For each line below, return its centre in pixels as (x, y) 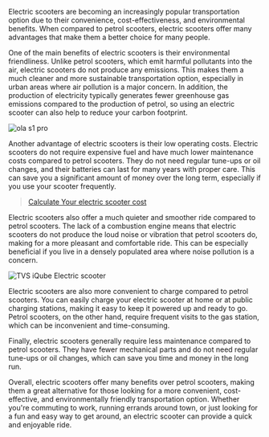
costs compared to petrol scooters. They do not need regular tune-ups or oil (134, 161)
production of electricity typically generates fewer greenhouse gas (119, 95)
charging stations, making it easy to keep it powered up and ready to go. (128, 308)
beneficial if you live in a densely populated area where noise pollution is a (131, 251)
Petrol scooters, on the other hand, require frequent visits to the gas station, (134, 317)
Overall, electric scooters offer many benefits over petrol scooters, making (132, 382)
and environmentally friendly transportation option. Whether (141, 399)
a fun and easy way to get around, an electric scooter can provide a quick (130, 416)
